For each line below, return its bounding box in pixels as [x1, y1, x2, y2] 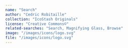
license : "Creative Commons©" [5, 21, 69, 26]
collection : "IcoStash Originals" [5, 16, 78, 21]
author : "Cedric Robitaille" [5, 12, 67, 17]
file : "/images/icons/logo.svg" [5, 35, 73, 40]
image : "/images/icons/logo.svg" [5, 30, 76, 35]
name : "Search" [5, 7, 37, 12]
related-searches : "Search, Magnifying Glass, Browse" [5, 26, 123, 31]
